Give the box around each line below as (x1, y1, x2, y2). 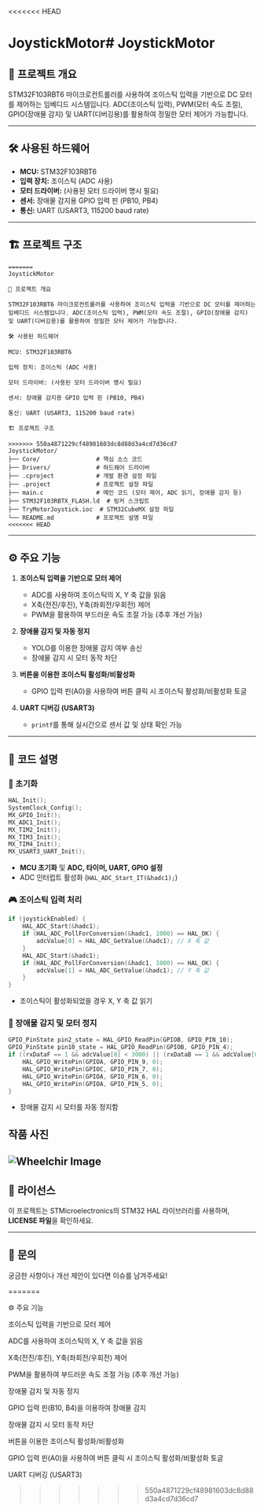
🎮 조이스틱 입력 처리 (8, 894, 82, 905)
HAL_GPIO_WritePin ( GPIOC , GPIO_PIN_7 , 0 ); (22, 1065, 163, 1073)
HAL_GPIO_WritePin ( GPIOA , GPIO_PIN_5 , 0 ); (22, 1080, 163, 1088)
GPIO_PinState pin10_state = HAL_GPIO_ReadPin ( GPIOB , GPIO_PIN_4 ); (8, 1044, 234, 1051)
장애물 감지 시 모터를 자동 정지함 (19, 1103, 119, 1112)
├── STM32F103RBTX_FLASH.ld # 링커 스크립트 (8, 497, 150, 505)
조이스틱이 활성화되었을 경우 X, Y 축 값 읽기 (19, 996, 153, 1006)
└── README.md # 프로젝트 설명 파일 (8, 514, 154, 521)
